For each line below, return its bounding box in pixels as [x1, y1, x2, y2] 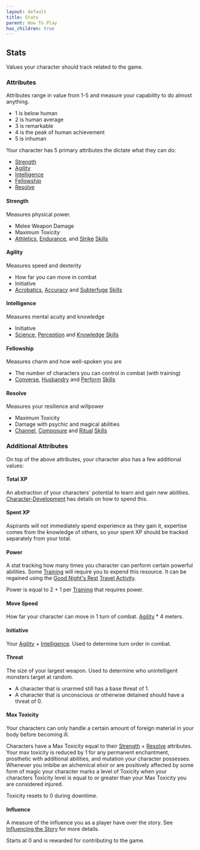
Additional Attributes [6, 442, 69, 450]
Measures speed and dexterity [6, 262, 82, 269]
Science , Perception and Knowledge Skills [14, 331, 119, 338]
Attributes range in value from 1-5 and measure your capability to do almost [6, 92, 192, 99]
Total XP [6, 475, 28, 483]
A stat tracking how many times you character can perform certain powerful [6, 562, 193, 569]
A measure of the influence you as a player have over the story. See [6, 819, 173, 826]
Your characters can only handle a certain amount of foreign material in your [6, 725, 194, 732]
